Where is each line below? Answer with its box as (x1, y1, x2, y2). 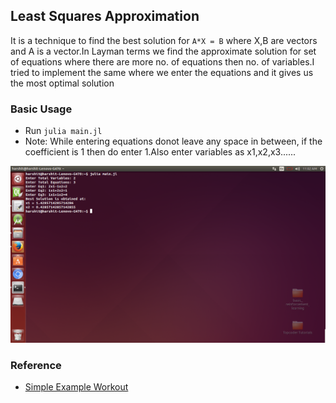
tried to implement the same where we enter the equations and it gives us (10, 66, 314, 78)
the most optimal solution (10, 77, 115, 89)
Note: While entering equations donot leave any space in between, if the (24, 135, 323, 148)
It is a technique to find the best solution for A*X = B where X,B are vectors (10, 34, 318, 46)
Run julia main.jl (24, 125, 103, 137)
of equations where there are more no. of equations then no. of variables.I (10, 55, 315, 68)
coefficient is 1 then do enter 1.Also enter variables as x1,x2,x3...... (24, 146, 297, 158)
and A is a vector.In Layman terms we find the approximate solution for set (10, 45, 317, 57)
